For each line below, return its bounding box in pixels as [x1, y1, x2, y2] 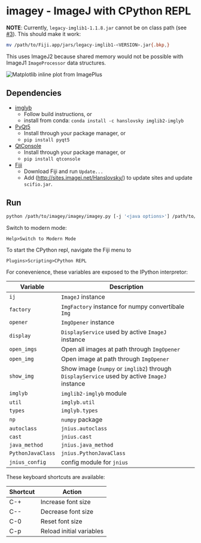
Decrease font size [41, 508, 94, 516]
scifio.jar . [23, 180, 53, 187]
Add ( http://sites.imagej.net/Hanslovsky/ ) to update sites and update [23, 174, 193, 181]
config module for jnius [60, 458, 129, 466]
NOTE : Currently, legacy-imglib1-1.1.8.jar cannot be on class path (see [6, 24, 187, 31]
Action [62, 488, 82, 496]
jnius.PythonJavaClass [60, 450, 126, 457]
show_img [9, 373, 34, 380]
